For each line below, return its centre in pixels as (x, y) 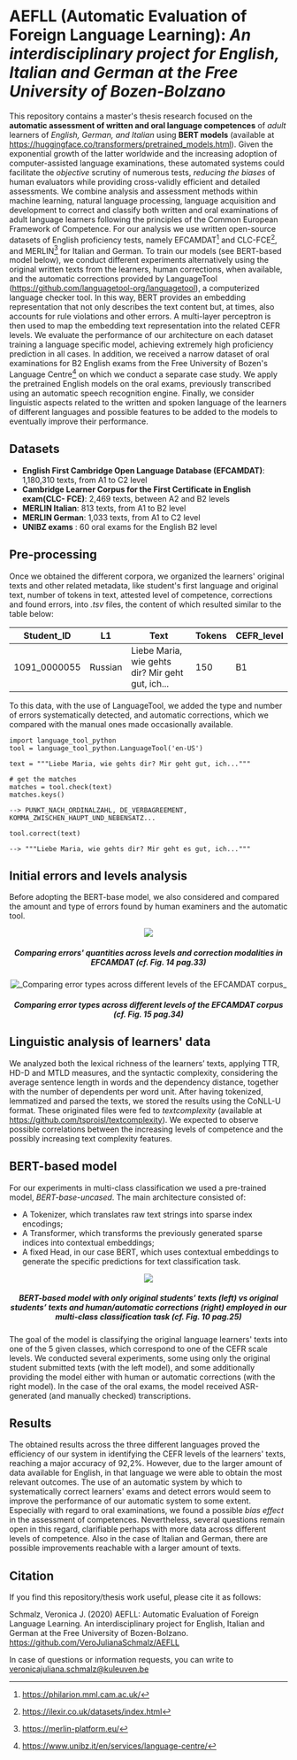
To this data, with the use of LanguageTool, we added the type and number (146, 705)
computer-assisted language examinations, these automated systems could (147, 163)
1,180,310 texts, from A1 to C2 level (84, 480)
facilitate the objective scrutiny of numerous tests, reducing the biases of (142, 172)
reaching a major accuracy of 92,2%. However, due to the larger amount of (146, 1464)
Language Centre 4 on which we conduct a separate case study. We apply (144, 373)
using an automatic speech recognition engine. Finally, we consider (132, 393)
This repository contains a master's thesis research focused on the (131, 116)
